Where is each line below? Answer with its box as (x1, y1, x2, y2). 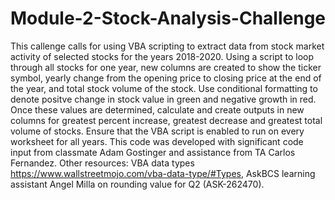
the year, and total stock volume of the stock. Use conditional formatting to (10, 82, 318, 94)
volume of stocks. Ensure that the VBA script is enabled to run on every (10, 125, 305, 137)
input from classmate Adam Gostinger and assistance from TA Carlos (10, 146, 296, 158)
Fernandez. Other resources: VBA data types (10, 157, 195, 169)
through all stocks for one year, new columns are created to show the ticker (10, 61, 322, 73)
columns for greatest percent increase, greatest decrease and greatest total (10, 114, 323, 126)
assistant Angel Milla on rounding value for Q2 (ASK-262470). (10, 178, 265, 190)
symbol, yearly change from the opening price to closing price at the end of (10, 72, 322, 84)
